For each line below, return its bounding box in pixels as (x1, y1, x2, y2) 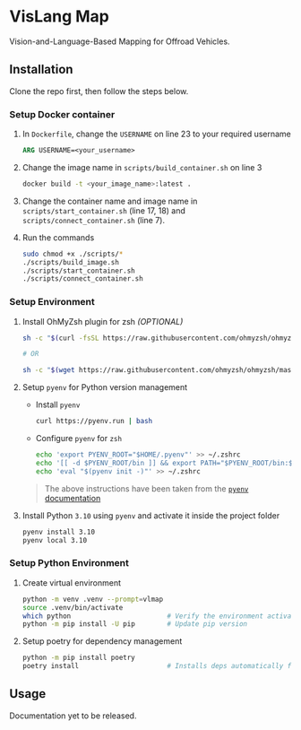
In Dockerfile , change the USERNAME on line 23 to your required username (21, 128, 291, 140)
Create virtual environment (21, 577, 122, 588)
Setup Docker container (9, 108, 116, 120)
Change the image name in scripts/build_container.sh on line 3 (21, 161, 262, 172)
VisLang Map (9, 6, 110, 27)
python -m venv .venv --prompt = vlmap (21, 595, 164, 604)
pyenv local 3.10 (21, 535, 88, 544)
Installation (9, 62, 73, 77)
